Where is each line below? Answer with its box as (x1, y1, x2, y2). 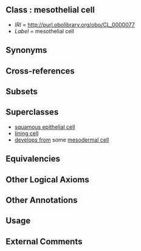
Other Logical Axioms (5, 174, 89, 185)
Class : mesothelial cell (5, 5, 95, 15)
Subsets (5, 86, 38, 97)
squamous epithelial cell (14, 123, 75, 130)
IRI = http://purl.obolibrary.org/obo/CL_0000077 (14, 21, 135, 28)
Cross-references (5, 66, 75, 76)
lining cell (14, 129, 39, 137)
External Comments (5, 236, 83, 247)
